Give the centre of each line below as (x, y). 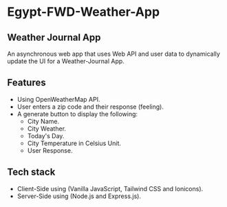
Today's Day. (46, 135)
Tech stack (31, 172)
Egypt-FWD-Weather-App (84, 12)
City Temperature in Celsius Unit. (74, 143)
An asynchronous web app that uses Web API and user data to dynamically (113, 54)
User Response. (50, 150)
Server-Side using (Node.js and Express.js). (79, 196)
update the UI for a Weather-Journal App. (66, 61)
